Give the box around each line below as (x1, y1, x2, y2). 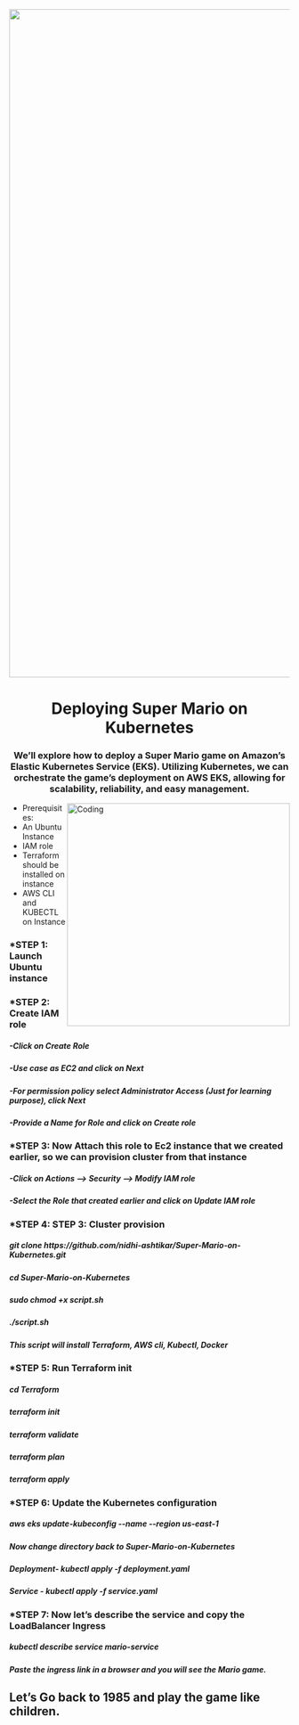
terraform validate (9, 1429, 79, 1440)
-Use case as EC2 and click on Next (9, 1063, 144, 1074)
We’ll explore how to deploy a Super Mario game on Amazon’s (12, 749, 287, 762)
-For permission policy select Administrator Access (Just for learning (9, 1085, 272, 1096)
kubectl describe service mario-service (9, 1641, 159, 1652)
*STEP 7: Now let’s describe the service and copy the (9, 1608, 245, 1621)
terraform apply (9, 1474, 70, 1484)
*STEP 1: (9, 939, 49, 952)
